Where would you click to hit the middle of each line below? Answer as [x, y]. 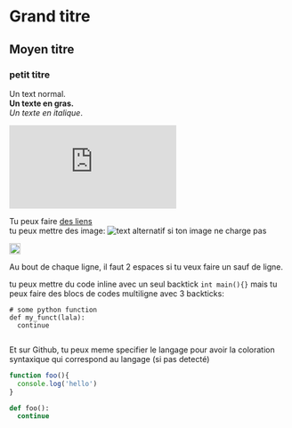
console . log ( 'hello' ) [57, 384]
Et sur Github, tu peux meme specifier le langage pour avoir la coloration [142, 350]
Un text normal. [38, 93]
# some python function [53, 310]
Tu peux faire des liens [51, 221]
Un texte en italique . [46, 112]
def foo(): [29, 408]
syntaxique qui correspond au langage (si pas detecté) [109, 359]
